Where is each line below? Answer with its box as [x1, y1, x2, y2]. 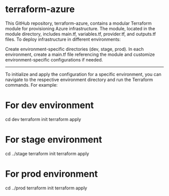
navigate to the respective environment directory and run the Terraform [5, 77, 153, 83]
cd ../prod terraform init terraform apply [5, 185, 88, 191]
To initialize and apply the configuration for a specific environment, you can [5, 71, 162, 77]
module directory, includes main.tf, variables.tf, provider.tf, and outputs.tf [5, 31, 156, 37]
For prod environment [5, 168, 98, 179]
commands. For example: [5, 82, 58, 88]
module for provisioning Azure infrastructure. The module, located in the [5, 25, 155, 31]
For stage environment [5, 134, 102, 146]
